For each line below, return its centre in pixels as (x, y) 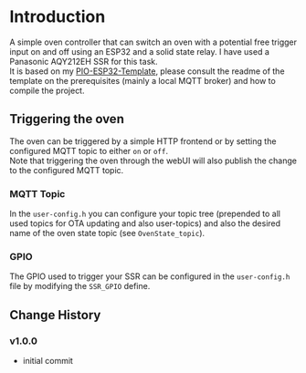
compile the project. (47, 90)
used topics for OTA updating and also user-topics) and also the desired (145, 223)
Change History (55, 315)
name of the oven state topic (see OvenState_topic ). (107, 233)
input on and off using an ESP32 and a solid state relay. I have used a (139, 51)
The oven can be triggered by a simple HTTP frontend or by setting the (143, 141)
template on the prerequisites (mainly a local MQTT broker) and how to (142, 80)
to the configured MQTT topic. (67, 170)
